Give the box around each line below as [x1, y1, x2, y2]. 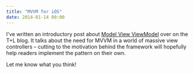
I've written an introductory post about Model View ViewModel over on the [6, 30, 189, 37]
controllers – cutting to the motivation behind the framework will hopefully [6, 43, 187, 50]
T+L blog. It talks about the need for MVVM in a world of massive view [6, 37, 178, 44]
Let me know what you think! [6, 60, 77, 68]
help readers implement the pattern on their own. [6, 49, 126, 56]
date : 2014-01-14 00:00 [6, 14, 65, 20]
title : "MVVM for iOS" [6, 8, 62, 15]
